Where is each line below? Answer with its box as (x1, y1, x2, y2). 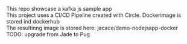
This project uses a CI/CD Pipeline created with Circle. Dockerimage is (6, 11, 182, 19)
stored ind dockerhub (6, 18, 60, 25)
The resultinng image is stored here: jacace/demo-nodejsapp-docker (6, 24, 179, 31)
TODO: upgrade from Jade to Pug (6, 31, 90, 38)
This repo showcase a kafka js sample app (6, 5, 112, 12)
